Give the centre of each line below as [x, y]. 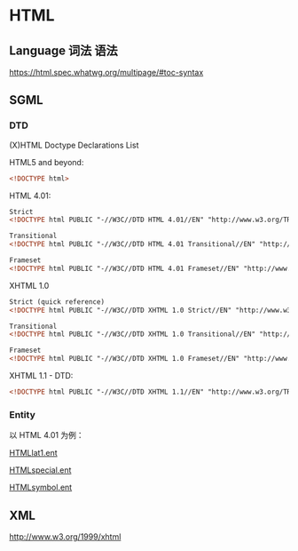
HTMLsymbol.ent [41, 487]
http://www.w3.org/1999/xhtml [65, 537]
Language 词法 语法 [63, 50]
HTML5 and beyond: [47, 162]
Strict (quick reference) [57, 302]
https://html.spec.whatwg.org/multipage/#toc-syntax [106, 72]
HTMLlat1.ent [33, 453]
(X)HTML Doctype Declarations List [74, 145]
